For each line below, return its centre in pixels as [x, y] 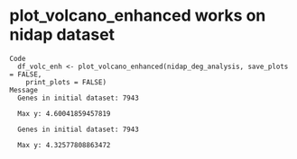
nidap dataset [62, 35]
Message [24, 90]
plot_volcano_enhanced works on [138, 16]
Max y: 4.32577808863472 [64, 145]
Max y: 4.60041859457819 [64, 113]
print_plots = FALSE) [66, 82]
